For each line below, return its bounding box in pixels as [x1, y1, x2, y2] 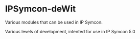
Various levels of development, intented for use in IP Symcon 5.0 [5, 28, 136, 34]
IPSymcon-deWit [5, 3, 76, 14]
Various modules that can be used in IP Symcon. [5, 19, 103, 25]
